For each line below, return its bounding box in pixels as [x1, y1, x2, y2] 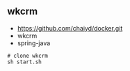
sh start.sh [7, 58, 42, 65]
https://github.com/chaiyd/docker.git [17, 24, 123, 32]
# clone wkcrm [7, 52, 49, 59]
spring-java [17, 38, 51, 47]
